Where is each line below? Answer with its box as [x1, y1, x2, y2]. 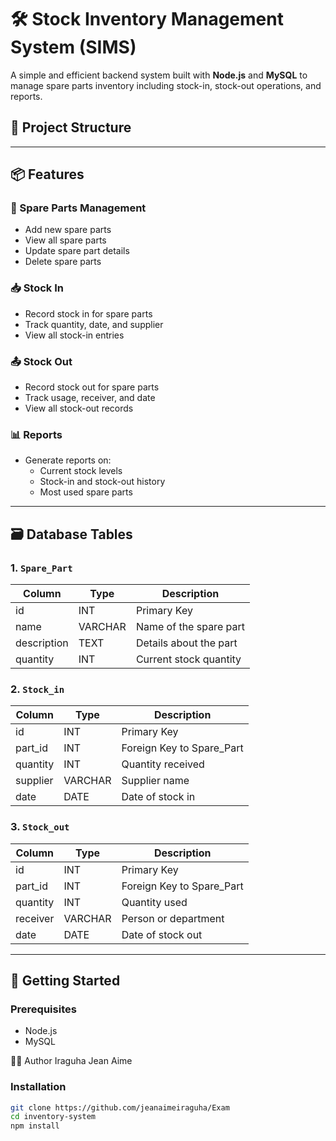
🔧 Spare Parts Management [10, 201, 147, 215]
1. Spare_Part [10, 561, 73, 575]
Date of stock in [121, 790, 196, 804]
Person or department [121, 911, 225, 925]
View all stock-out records [24, 402, 134, 415]
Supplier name [121, 774, 190, 788]
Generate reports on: [24, 454, 112, 466]
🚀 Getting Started [10, 972, 121, 989]
